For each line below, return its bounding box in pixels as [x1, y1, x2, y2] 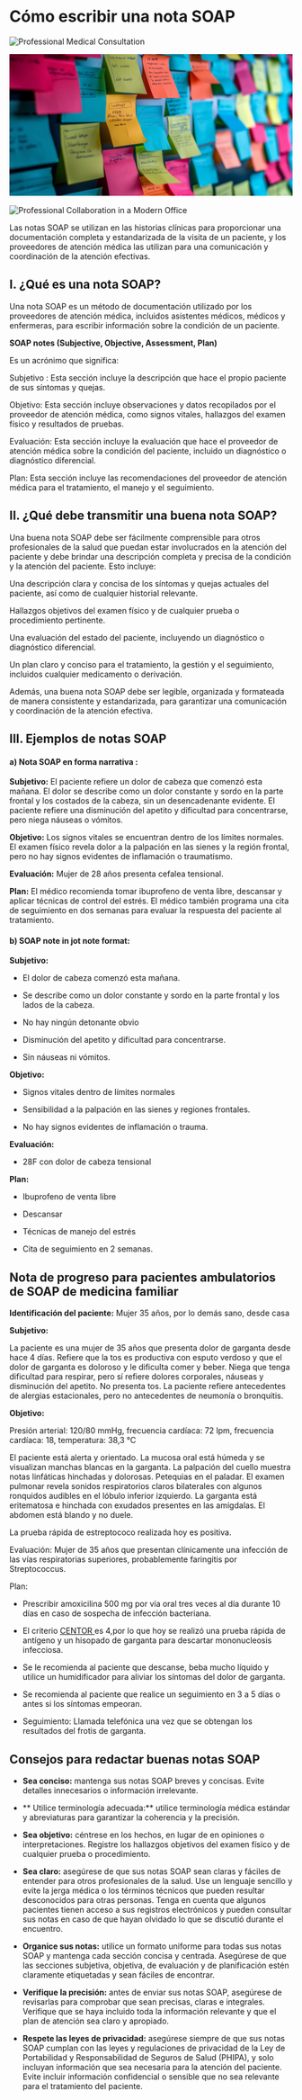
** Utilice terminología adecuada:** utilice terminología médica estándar [22, 1802, 290, 1813]
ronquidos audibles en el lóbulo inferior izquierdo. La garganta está [9, 1491, 258, 1502]
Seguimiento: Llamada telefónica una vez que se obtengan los [22, 1716, 253, 1727]
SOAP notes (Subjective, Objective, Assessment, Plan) [9, 337, 218, 348]
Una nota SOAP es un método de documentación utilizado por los [9, 301, 253, 311]
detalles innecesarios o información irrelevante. [22, 1784, 200, 1796]
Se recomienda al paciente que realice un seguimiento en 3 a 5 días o [22, 1689, 280, 1700]
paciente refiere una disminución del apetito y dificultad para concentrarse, [9, 805, 289, 816]
